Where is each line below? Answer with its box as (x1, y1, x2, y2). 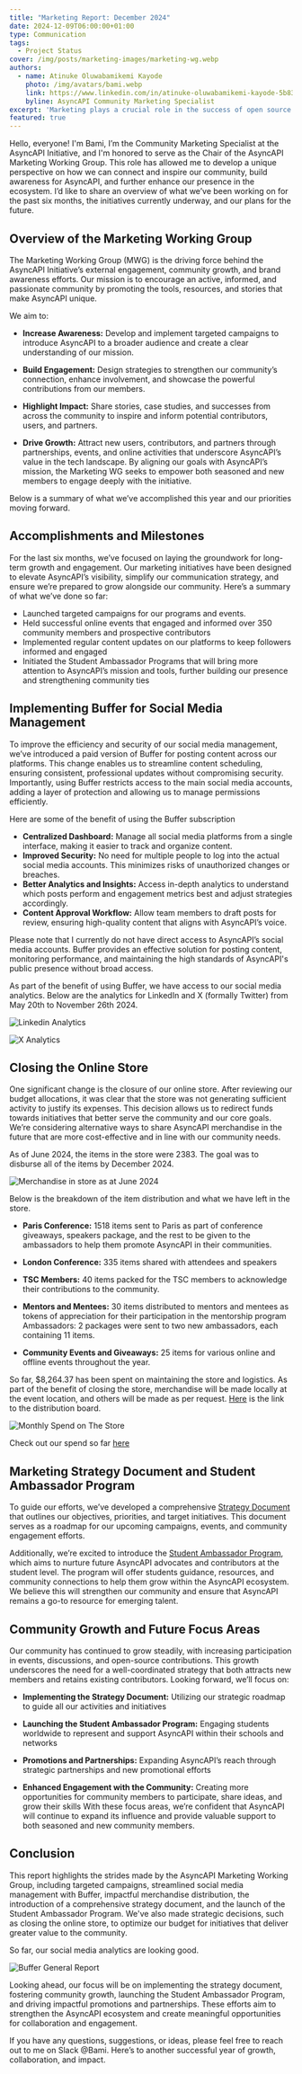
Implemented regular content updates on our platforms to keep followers (22, 636, 292, 647)
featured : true (9, 113, 67, 122)
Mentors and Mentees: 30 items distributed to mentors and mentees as (22, 1301, 289, 1312)
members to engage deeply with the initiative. (22, 475, 192, 486)
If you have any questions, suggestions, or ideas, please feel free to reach (9, 2034, 284, 2045)
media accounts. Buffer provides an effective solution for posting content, (9, 944, 283, 954)
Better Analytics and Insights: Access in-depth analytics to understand (22, 878, 289, 890)
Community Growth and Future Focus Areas (9, 1621, 261, 1636)
